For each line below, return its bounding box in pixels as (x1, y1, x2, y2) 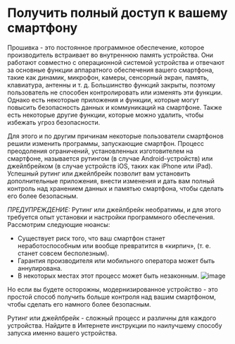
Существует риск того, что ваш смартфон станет (17, 234, 165, 242)
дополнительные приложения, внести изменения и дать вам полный (7, 176, 215, 185)
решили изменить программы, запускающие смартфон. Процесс (7, 139, 205, 147)
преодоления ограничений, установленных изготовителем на (7, 147, 193, 155)
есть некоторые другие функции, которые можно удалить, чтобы (7, 111, 204, 119)
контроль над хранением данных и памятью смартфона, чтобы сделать (7, 184, 224, 192)
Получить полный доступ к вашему (7, 5, 228, 21)
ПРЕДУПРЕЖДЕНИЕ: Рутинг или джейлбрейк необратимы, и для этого (7, 205, 222, 214)
